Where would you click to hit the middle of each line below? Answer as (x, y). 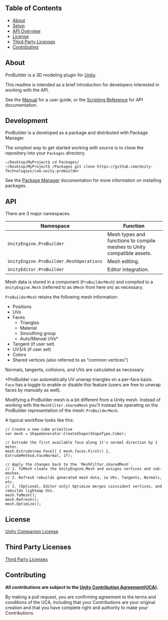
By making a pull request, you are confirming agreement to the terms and (81, 597)
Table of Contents (34, 8)
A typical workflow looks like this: (39, 420)
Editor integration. (128, 269)
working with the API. (27, 90)
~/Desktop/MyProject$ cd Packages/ (42, 163)
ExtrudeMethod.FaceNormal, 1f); (39, 456)
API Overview (26, 31)
